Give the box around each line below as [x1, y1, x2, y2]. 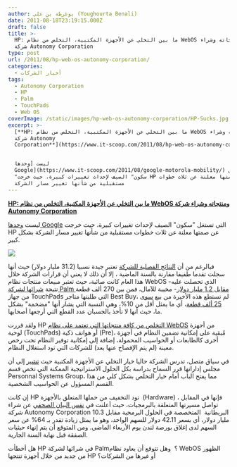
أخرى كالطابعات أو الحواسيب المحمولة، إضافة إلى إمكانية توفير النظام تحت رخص [8, 335, 219, 344]
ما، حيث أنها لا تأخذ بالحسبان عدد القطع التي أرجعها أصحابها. [8, 307, 162, 316]
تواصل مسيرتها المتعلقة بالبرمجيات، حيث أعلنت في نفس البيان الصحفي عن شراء [8, 400, 219, 409]
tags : [8, 75, 24, 83]
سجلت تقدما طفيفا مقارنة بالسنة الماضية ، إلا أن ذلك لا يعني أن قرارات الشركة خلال [8, 269, 226, 278]
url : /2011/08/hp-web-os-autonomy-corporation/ [8, 56, 150, 63]
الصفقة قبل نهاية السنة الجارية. [8, 430, 89, 439]
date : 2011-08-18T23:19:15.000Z [8, 17, 103, 24]
